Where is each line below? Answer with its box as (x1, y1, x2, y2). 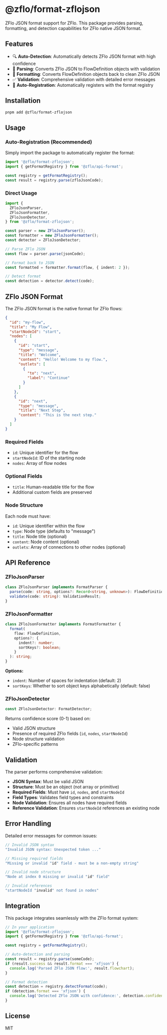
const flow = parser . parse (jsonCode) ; (5, 251, 85, 256)
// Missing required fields (5, 856, 64, 861)
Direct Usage (5, 190, 37, 197)
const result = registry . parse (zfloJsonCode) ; (5, 178, 103, 183)
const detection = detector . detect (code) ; (5, 278, 94, 284)
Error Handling (5, 820, 51, 828)
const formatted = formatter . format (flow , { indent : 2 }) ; (5, 265, 130, 270)
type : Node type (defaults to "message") (12, 528, 96, 534)
